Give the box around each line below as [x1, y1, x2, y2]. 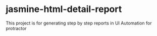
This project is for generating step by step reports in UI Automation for [6, 20, 152, 26]
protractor [6, 25, 27, 31]
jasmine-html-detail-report [6, 3, 122, 15]
